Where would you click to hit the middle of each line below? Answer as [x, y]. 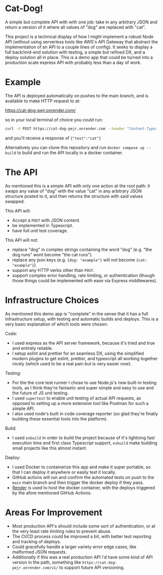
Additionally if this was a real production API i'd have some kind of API [82, 557]
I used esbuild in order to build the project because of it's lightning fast [83, 438]
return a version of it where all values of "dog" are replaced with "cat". [75, 27]
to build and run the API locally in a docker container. [70, 153]
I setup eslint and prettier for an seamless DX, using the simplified [78, 353]
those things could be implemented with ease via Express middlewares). [84, 280]
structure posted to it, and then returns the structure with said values [74, 196]
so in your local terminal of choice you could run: [54, 119]
